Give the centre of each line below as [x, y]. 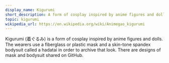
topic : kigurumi [22, 19]
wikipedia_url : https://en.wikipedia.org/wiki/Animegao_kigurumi [75, 24]
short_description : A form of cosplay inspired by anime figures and [80, 15]
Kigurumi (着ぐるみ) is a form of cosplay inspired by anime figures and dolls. [84, 39]
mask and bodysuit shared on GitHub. [45, 55]
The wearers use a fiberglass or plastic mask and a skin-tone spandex [78, 45]
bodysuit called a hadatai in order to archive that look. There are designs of [83, 50]
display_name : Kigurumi [30, 10]
